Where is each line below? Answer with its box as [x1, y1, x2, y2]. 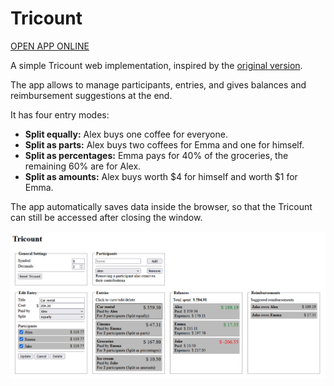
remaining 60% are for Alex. [24, 160, 142, 172]
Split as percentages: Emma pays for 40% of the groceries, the [24, 149, 289, 161]
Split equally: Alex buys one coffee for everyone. [24, 128, 228, 140]
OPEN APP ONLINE [10, 40, 90, 52]
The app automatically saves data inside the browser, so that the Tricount [10, 200, 313, 212]
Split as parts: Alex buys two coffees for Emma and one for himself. [24, 138, 305, 151]
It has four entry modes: [10, 108, 110, 121]
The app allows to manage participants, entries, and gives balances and [10, 78, 307, 91]
